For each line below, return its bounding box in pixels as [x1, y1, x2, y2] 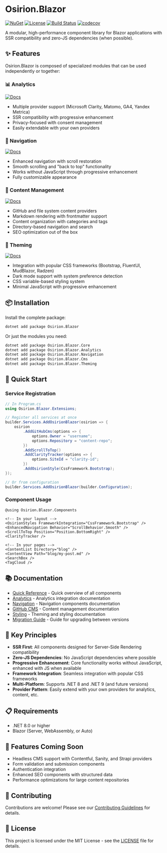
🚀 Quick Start [5, 375, 47, 384]
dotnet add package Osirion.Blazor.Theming [5, 361, 97, 366]
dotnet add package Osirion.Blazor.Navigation [5, 352, 104, 357]
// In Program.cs [5, 401, 41, 406]
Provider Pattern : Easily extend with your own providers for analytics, [12, 686, 156, 692]
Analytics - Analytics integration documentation [12, 595, 111, 601]
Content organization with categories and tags [12, 218, 108, 224]
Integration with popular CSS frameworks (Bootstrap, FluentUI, [12, 262, 141, 268]
